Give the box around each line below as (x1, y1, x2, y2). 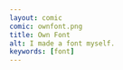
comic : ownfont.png (9, 22, 83, 31)
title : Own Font (9, 30, 71, 39)
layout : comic (9, 13, 63, 23)
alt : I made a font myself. (9, 38, 116, 48)
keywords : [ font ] (9, 47, 75, 56)
